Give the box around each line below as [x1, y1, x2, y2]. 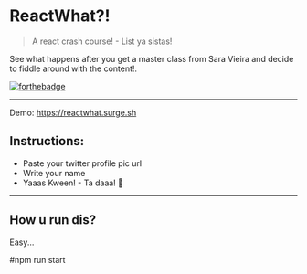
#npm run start [9, 254, 66, 265]
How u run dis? [9, 212, 97, 228]
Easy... [9, 237, 35, 248]
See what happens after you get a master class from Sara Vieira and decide [9, 53, 294, 64]
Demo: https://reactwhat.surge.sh [9, 107, 137, 118]
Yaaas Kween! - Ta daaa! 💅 [22, 177, 124, 188]
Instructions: [9, 133, 85, 149]
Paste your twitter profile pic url [22, 157, 143, 169]
